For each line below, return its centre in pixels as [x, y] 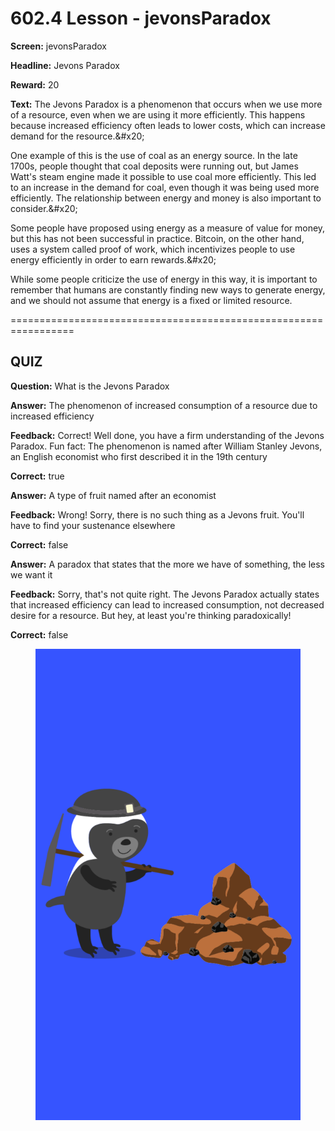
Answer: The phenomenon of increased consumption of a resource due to [164, 405]
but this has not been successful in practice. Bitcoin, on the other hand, [157, 238]
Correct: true [37, 476]
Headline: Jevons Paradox [65, 65]
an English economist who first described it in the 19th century [139, 456]
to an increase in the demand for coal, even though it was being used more [165, 187]
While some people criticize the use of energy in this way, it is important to [164, 279]
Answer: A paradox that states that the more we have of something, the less [167, 564]
